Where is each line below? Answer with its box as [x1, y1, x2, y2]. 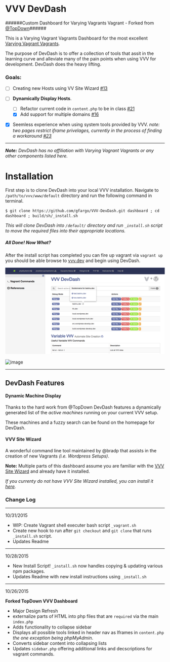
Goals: [5, 74, 22, 81]
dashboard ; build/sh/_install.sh [5, 214, 78, 219]
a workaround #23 [12, 133, 52, 139]
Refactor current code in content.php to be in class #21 [20, 106, 135, 112]
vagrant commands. [12, 651, 55, 657]
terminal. [5, 198, 24, 204]
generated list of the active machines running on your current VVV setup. [5, 409, 158, 415]
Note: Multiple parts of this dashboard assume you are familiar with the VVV [5, 462, 164, 469]
